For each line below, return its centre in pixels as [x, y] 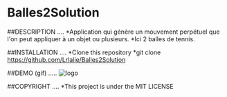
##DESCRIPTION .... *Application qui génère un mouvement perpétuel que [113, 32]
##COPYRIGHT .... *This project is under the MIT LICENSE [91, 86]
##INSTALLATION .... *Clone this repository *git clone [84, 52]
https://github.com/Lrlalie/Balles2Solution [66, 59]
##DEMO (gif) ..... [32, 73]
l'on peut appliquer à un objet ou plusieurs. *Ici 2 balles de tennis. [101, 39]
